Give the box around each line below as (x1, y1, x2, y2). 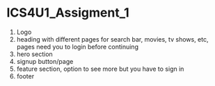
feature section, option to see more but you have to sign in (16, 64, 184, 73)
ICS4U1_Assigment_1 (6, 5, 129, 21)
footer (16, 71, 35, 80)
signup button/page (16, 57, 74, 65)
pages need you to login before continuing (16, 42, 138, 51)
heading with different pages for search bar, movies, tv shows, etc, (16, 35, 209, 43)
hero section (16, 50, 53, 58)
